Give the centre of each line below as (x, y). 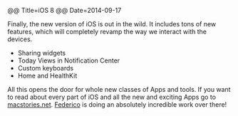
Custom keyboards (45, 68)
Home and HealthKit (47, 75)
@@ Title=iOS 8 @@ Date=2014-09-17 (64, 10)
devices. (20, 39)
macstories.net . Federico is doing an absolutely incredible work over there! (117, 105)
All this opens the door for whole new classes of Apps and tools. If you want (119, 89)
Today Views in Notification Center (69, 60)
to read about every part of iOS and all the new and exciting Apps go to (112, 97)
